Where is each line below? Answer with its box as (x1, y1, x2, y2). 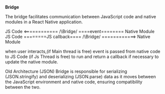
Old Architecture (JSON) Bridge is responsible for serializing (5, 68, 127, 74)
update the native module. (5, 59, 58, 64)
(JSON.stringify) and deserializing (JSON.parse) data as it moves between (5, 74, 156, 79)
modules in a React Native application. (5, 19, 83, 25)
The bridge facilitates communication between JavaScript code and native (5, 14, 156, 19)
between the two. (5, 84, 41, 90)
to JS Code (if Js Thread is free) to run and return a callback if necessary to (5, 54, 159, 60)
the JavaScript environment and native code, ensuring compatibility (5, 79, 143, 85)
